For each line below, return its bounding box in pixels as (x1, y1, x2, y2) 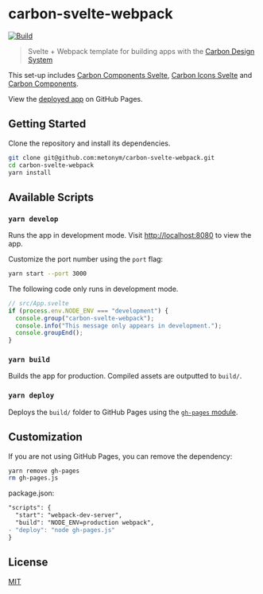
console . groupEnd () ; (15, 329, 83, 337)
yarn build (8, 355, 50, 364)
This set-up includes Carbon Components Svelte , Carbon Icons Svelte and (8, 70, 253, 80)
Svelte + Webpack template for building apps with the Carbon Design (27, 46, 255, 56)
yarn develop (8, 214, 59, 223)
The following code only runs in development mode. (8, 284, 179, 293)
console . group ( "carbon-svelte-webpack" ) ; (15, 314, 155, 322)
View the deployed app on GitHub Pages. (8, 94, 143, 103)
